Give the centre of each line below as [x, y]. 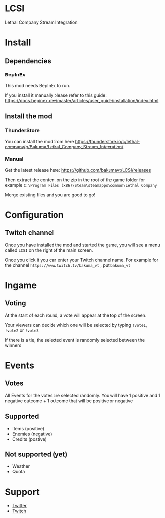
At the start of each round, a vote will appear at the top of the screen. [76, 315]
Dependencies [28, 61]
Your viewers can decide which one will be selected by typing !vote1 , [76, 325]
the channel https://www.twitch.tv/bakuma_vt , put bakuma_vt [68, 265]
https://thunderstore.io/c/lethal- [108, 141]
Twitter [20, 506]
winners [13, 345]
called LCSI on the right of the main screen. [49, 250]
